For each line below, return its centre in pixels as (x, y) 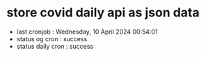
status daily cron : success (55, 46)
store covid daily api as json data (103, 13)
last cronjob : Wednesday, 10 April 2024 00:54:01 (87, 32)
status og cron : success (52, 38)
